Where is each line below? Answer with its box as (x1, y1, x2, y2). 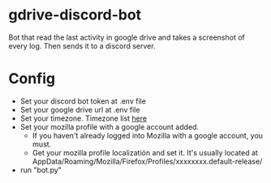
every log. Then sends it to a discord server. (8, 40, 156, 50)
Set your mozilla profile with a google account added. (19, 121, 200, 131)
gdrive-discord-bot (8, 6, 142, 24)
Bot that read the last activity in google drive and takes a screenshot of (8, 32, 245, 42)
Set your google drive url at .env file (19, 104, 140, 114)
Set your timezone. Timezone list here (19, 113, 148, 123)
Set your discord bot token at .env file (19, 96, 146, 106)
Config (8, 70, 55, 88)
